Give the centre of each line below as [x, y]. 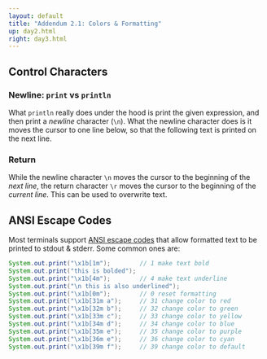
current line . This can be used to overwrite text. [88, 195]
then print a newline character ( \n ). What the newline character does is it [130, 121]
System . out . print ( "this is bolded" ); [72, 271]
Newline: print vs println [60, 94]
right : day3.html [38, 39]
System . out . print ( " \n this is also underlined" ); [94, 286]
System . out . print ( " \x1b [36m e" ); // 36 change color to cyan [121, 339]
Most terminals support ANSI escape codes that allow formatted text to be [133, 240]
